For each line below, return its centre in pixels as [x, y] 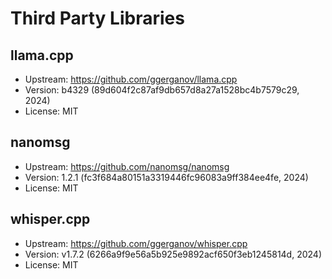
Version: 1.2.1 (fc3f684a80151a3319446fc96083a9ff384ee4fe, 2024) [166, 177]
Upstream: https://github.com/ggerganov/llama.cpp [131, 79]
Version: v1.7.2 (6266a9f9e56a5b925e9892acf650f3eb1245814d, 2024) [173, 254]
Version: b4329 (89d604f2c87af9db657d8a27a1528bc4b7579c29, [162, 90]
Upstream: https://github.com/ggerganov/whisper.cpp [136, 243]
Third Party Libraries [97, 18]
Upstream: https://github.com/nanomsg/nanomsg [127, 166]
